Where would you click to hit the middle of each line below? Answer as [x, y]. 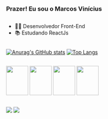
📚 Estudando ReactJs [41, 33]
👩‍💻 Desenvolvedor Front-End [50, 26]
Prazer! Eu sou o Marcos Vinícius [54, 9]
